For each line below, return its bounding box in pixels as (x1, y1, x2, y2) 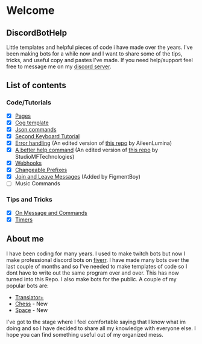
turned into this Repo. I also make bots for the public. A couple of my (6, 275, 177, 282)
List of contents (6, 80, 66, 91)
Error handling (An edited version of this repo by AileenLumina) (14, 139, 172, 147)
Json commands (14, 126, 57, 133)
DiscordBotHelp (6, 28, 68, 38)
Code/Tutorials (6, 98, 51, 107)
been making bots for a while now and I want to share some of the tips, (6, 50, 183, 57)
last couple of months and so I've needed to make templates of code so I (6, 263, 188, 270)
